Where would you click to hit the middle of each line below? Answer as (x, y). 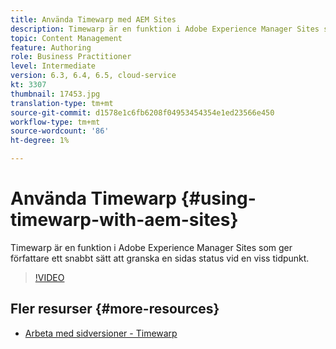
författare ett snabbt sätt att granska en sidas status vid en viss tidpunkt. (160, 258)
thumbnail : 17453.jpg (55, 94)
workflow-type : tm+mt (55, 122)
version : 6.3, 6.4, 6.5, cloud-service (93, 76)
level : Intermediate (53, 66)
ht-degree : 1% (40, 141)
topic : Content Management (66, 38)
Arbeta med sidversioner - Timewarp (101, 333)
